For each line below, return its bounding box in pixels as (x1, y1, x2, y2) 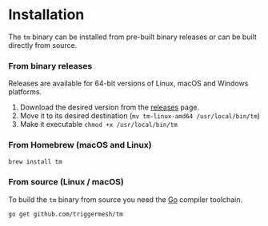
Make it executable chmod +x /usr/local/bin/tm (19, 120, 178, 129)
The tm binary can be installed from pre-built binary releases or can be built (8, 32, 258, 42)
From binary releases (8, 60, 93, 71)
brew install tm (8, 157, 62, 165)
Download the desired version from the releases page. (19, 102, 200, 113)
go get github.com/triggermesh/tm (8, 210, 124, 218)
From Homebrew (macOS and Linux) (8, 140, 152, 151)
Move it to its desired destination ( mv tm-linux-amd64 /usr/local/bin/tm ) (19, 111, 260, 121)
